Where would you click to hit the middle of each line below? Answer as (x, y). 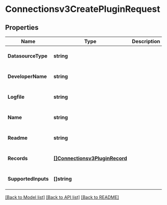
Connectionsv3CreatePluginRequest (83, 9)
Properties (22, 28)
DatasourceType (28, 56)
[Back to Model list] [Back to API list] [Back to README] (62, 197)
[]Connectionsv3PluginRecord (90, 158)
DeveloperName (27, 76)
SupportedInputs (28, 179)
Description (146, 41)
